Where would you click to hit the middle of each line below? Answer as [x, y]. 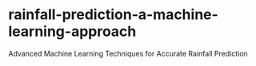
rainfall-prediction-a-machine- [113, 15]
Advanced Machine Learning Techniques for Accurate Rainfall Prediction [128, 53]
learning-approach [72, 31]
